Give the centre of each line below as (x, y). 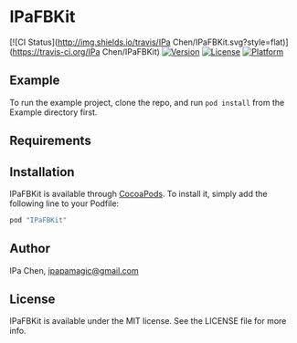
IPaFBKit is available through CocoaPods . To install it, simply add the (138, 193)
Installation (42, 172)
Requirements (50, 141)
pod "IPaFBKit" (38, 220)
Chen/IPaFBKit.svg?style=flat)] (231, 42)
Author (30, 249)
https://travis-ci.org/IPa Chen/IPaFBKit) (86, 51)
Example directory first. (53, 112)
